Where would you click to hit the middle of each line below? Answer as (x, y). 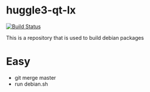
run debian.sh (31, 84)
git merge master (35, 77)
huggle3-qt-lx (41, 10)
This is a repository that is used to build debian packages (75, 38)
